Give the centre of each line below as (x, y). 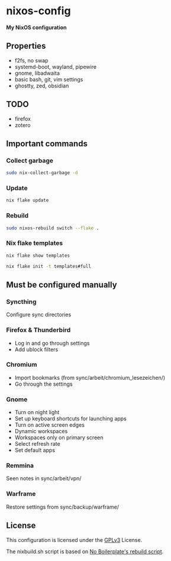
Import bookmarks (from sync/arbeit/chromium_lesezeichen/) (90, 377)
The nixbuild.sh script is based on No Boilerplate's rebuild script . (85, 551)
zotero (22, 125)
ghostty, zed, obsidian (42, 86)
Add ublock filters (36, 349)
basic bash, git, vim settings (49, 79)
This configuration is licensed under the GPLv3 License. (74, 540)
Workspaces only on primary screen (59, 437)
